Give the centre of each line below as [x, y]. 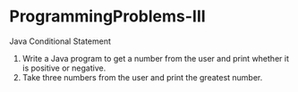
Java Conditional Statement [60, 41]
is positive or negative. [64, 68]
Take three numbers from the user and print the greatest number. [142, 77]
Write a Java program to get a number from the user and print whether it [155, 58]
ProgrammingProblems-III [107, 17]
